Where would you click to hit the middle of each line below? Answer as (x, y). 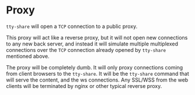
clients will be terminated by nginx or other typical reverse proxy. (84, 86)
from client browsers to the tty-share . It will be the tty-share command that (97, 73)
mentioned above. (28, 56)
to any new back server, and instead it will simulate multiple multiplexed (92, 44)
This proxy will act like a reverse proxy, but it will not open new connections (97, 37)
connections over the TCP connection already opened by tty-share (86, 50)
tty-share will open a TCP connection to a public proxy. (72, 26)
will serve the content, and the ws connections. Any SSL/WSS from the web (97, 80)
